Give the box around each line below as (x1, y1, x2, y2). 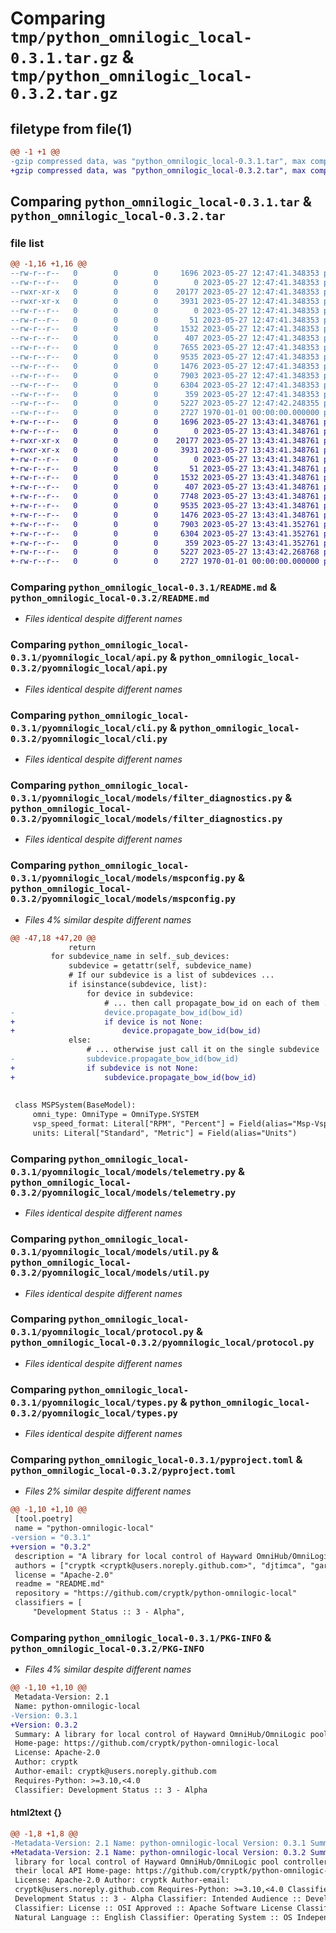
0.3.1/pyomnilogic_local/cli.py (10, 722, 168, 734)
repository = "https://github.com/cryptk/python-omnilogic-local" (14, 1588, 298, 1599)
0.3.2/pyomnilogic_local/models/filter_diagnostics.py (10, 813, 283, 824)
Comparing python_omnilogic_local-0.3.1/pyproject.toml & (10, 1453, 303, 1467)
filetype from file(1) (10, 120, 133, 137)
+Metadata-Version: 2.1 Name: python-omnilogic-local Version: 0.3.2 (10, 1847, 307, 1857)
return (68, 942, 97, 952)
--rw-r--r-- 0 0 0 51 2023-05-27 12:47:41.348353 (10, 315, 320, 325)
